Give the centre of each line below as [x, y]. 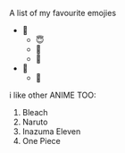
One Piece [41, 141]
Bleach [35, 112]
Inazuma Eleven [51, 132]
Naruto [35, 122]
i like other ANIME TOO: [53, 95]
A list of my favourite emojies [63, 13]
